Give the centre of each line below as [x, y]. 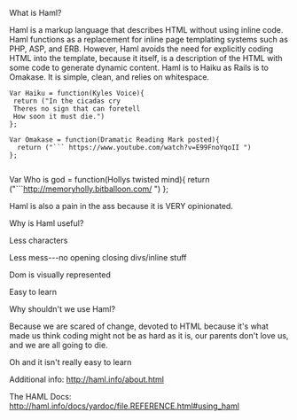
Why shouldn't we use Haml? [63, 309]
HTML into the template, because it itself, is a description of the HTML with [146, 58]
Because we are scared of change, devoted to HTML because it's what [139, 326]
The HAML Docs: [40, 397]
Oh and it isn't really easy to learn [70, 362]
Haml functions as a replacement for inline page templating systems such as [148, 39]
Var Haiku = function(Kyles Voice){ [77, 93]
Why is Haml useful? [47, 223]
